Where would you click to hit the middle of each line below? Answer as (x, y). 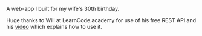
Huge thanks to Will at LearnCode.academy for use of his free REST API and (101, 20)
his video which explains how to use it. (54, 27)
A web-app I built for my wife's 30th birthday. (63, 9)
